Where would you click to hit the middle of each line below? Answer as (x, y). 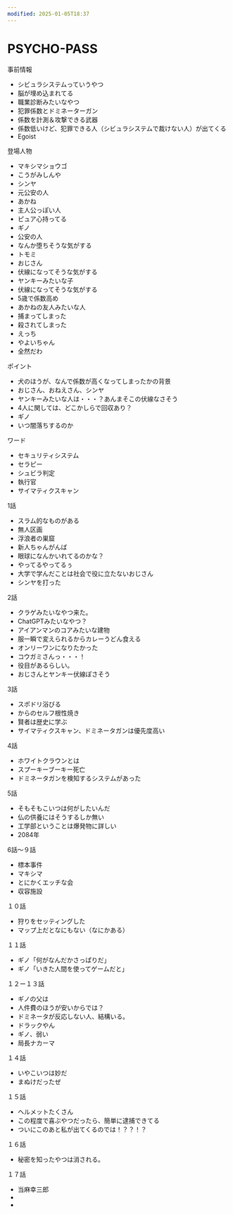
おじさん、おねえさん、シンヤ (61, 390)
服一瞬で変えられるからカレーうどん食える (79, 639)
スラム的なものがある (48, 520)
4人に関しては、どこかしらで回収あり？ (75, 407)
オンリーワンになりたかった (58, 647)
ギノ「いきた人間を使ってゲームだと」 (73, 968)
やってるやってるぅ (45, 565)
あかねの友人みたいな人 (51, 307)
